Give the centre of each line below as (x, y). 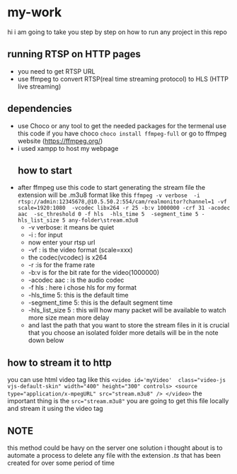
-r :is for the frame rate (62, 265)
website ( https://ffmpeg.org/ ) (60, 141)
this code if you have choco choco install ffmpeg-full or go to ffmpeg (122, 133)
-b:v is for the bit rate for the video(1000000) (94, 273)
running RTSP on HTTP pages (74, 54)
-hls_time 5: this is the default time (78, 295)
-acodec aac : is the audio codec (76, 280)
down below (46, 340)
